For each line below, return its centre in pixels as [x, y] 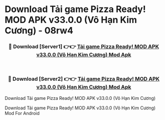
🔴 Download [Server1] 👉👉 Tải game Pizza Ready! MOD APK [84, 47]
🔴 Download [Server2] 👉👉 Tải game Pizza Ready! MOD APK [84, 79]
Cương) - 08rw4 [39, 31]
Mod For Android [22, 113]
